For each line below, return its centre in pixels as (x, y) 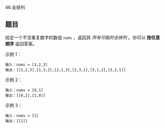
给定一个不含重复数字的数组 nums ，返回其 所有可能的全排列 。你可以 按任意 (83, 37)
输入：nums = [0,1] (24, 90)
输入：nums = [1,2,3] (26, 64)
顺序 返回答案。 (21, 43)
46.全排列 (15, 7)
